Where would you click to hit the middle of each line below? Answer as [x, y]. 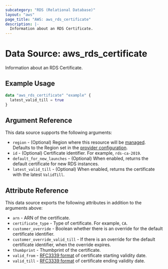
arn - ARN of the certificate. [41, 218]
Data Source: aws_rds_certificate [76, 54]
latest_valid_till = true [37, 100]
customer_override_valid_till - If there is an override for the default [84, 239]
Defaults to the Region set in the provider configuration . [70, 148]
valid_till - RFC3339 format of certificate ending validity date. [79, 261]
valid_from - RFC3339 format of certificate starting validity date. [79, 255]
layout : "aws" [20, 15]
